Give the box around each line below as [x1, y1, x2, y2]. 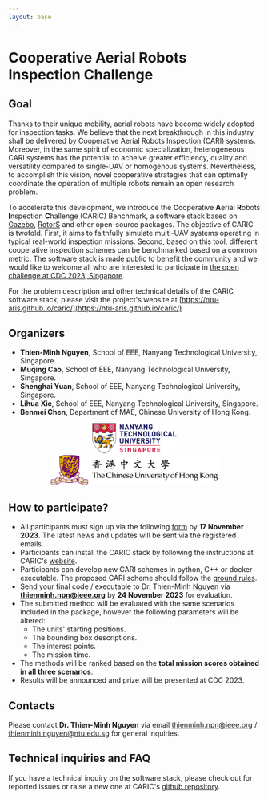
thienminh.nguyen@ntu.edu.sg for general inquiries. [8, 728, 180, 738]
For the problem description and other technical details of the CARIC [8, 286, 234, 296]
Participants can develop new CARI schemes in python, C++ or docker [19, 565, 253, 574]
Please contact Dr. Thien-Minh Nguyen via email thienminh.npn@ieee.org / [8, 720, 258, 730]
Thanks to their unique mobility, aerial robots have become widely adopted [8, 119, 254, 128]
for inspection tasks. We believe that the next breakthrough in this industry [8, 127, 254, 136]
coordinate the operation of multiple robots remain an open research [8, 178, 234, 188]
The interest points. [31, 642, 96, 651]
